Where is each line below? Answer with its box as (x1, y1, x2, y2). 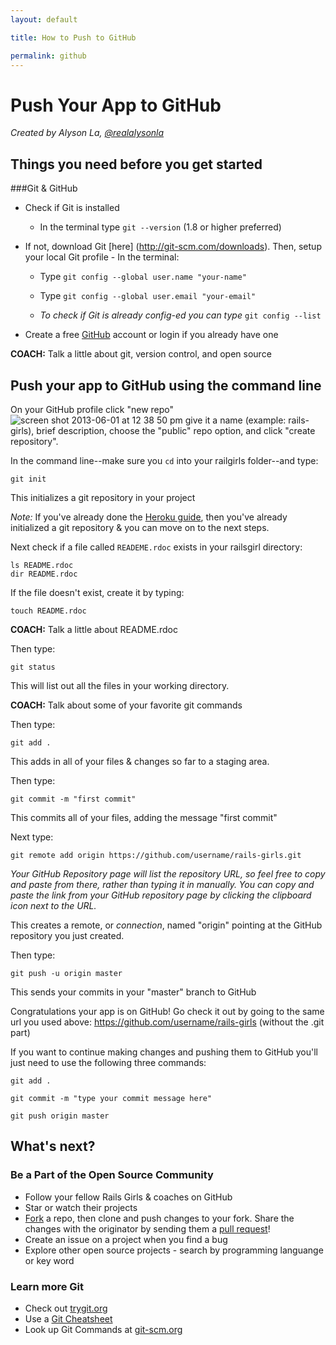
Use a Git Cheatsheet (24, 1312, 113, 1325)
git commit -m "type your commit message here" (10, 1093, 213, 1103)
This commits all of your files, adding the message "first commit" (10, 811, 278, 823)
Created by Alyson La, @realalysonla (10, 127, 165, 139)
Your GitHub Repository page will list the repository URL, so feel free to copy (10, 867, 326, 880)
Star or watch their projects (24, 1201, 138, 1213)
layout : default (10, 14, 78, 25)
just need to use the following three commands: (10, 1056, 207, 1068)
